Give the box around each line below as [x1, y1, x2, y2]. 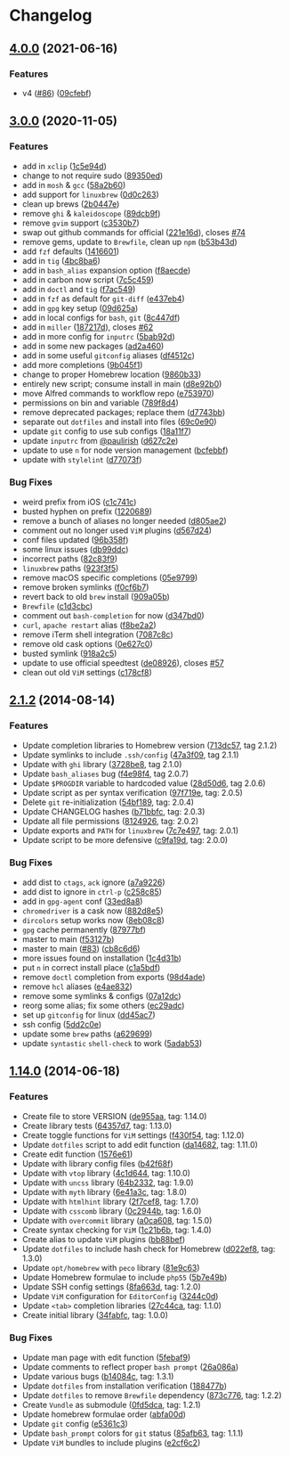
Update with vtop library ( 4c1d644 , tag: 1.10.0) [21, 1167, 191, 1178]
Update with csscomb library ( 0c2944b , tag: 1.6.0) [21, 1205, 202, 1216]
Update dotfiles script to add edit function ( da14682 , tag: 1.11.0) [21, 1139, 258, 1150]
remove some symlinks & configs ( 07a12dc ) [21, 990, 181, 1001]
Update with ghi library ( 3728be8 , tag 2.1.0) [21, 758, 182, 769]
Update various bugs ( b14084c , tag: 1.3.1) [21, 1371, 174, 1381]
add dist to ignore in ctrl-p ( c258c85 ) [21, 886, 163, 896]
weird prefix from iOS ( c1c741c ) [21, 496, 137, 507]
